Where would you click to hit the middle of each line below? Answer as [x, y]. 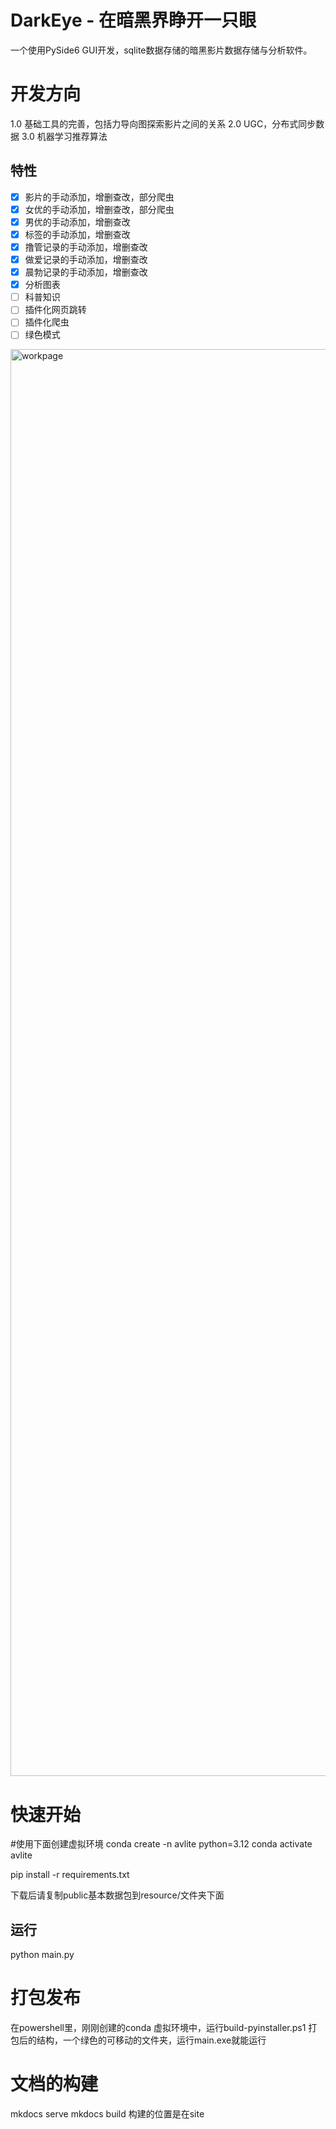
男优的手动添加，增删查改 [77, 222]
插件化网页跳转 [55, 310]
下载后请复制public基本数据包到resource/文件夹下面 [117, 1895]
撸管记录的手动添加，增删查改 [86, 247]
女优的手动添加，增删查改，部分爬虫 [99, 209]
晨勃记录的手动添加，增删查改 [86, 272]
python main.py [42, 1955]
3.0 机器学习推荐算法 [64, 136]
